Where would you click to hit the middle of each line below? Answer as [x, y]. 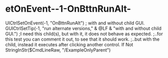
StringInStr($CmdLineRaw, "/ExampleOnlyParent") [58, 50]
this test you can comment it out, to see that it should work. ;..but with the [82, 39]
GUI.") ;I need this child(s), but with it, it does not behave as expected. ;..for [84, 34]
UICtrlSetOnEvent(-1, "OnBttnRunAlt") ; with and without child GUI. [75, 23]
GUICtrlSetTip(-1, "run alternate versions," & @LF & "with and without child [83, 28]
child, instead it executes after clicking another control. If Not [69, 44]
